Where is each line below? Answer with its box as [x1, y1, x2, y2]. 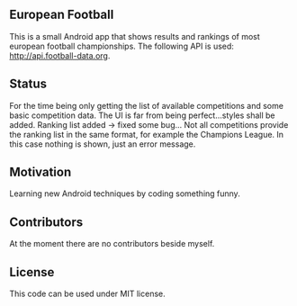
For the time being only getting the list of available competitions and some [9, 100, 283, 111]
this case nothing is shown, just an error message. [9, 139, 196, 149]
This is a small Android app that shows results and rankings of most [9, 31, 261, 41]
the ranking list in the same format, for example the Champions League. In [9, 129, 284, 139]
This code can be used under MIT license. [9, 288, 166, 300]
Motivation [9, 165, 72, 180]
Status [9, 76, 48, 92]
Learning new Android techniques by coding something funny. [9, 188, 240, 199]
